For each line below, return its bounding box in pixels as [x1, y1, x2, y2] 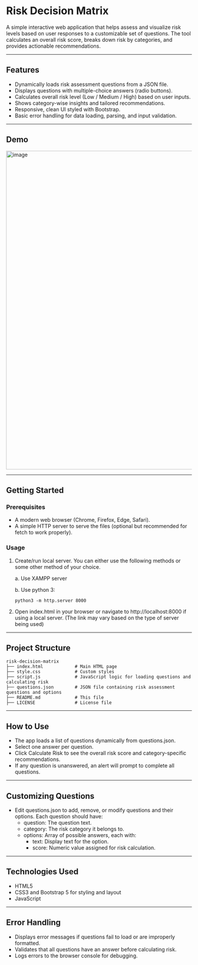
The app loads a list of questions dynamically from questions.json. [14, 737, 176, 744]
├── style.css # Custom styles [6, 669, 115, 675]
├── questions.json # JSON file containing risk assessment [6, 684, 176, 690]
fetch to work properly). [14, 529, 72, 536]
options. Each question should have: [14, 812, 103, 820]
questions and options [6, 690, 62, 696]
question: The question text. [23, 819, 92, 826]
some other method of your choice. [14, 563, 101, 570]
